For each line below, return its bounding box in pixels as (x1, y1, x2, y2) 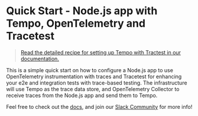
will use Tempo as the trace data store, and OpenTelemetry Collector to (6, 85, 180, 92)
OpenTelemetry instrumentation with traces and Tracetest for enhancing (6, 73, 182, 80)
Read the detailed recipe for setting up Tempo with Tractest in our (20, 49, 181, 56)
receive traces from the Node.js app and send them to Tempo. (6, 92, 158, 99)
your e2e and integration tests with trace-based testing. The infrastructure (6, 79, 187, 86)
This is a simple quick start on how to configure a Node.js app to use (6, 66, 173, 73)
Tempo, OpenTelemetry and (6, 17, 146, 30)
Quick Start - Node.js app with (6, 4, 158, 18)
